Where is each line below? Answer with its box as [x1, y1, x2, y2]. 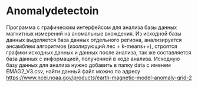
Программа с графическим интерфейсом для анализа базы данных [6, 24, 177, 31]
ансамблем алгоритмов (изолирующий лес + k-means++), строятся [6, 43, 178, 50]
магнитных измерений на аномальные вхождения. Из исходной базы [6, 30, 181, 37]
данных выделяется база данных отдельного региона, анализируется [6, 36, 182, 43]
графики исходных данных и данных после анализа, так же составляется [6, 49, 192, 56]
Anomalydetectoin [6, 4, 99, 18]
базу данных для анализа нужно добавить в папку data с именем [6, 61, 171, 69]
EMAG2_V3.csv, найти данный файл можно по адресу [6, 67, 140, 75]
